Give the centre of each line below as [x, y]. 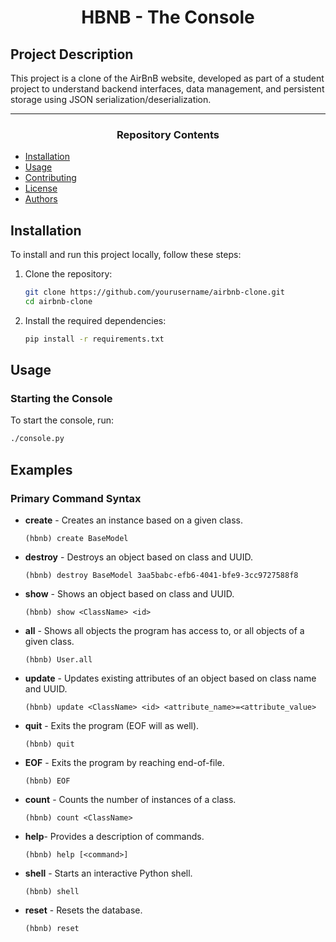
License [41, 188]
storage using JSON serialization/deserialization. [111, 99]
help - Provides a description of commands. [114, 836]
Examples [41, 469]
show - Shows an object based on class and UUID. [129, 593]
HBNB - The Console [168, 17]
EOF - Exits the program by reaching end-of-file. [124, 762]
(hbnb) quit [49, 744]
